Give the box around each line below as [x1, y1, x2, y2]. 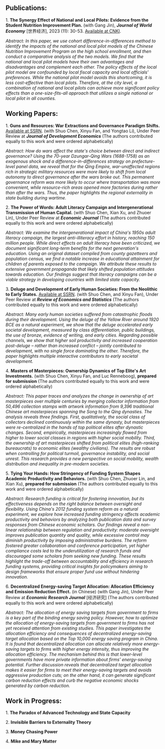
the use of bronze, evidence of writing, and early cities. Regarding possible [5, 332, 158, 338]
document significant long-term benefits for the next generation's [5, 245, 139, 251]
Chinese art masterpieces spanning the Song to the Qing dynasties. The [5, 408, 152, 414]
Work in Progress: [5, 697, 62, 705]
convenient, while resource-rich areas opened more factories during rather [5, 184, 158, 190]
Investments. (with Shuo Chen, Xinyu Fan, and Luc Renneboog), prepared [5, 373, 157, 379]
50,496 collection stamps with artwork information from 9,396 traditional [5, 403, 154, 409]
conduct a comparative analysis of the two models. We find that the [5, 54, 144, 59]
